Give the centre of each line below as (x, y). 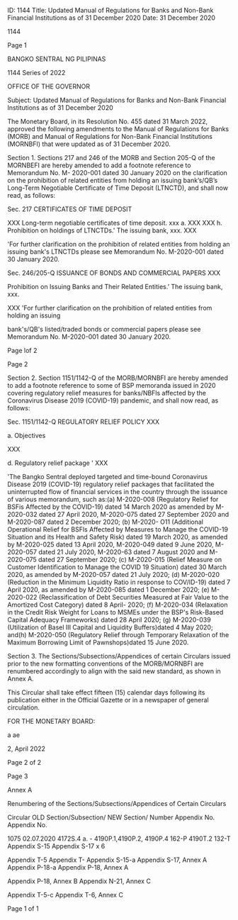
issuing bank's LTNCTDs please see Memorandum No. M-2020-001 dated (116, 252)
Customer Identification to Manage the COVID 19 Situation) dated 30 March (117, 567)
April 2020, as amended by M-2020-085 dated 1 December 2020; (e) (109, 590)
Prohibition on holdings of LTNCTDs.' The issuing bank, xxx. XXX (102, 230)
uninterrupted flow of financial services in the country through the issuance (118, 492)
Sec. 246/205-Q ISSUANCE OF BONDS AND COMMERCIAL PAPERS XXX (114, 273)
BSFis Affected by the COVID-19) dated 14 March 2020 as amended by (111, 507)
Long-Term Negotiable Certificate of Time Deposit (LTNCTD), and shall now (118, 188)
